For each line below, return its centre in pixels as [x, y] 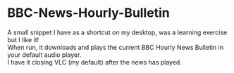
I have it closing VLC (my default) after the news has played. [94, 62]
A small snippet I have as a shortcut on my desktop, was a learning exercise [117, 32]
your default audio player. [44, 55]
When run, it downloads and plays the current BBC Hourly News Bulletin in [116, 47]
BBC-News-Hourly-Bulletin [89, 13]
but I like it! [23, 39]
